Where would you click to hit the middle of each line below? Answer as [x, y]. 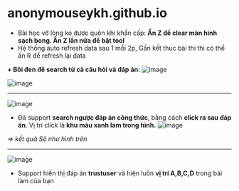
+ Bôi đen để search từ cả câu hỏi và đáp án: [74, 69]
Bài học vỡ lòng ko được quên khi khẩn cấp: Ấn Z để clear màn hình [117, 33]
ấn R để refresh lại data [52, 56]
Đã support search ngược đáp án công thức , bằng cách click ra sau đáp [124, 117]
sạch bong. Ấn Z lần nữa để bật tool [71, 40]
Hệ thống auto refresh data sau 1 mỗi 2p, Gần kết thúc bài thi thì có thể [121, 48]
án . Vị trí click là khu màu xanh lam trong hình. [87, 125]
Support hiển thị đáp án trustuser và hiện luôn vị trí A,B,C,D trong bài [120, 173]
